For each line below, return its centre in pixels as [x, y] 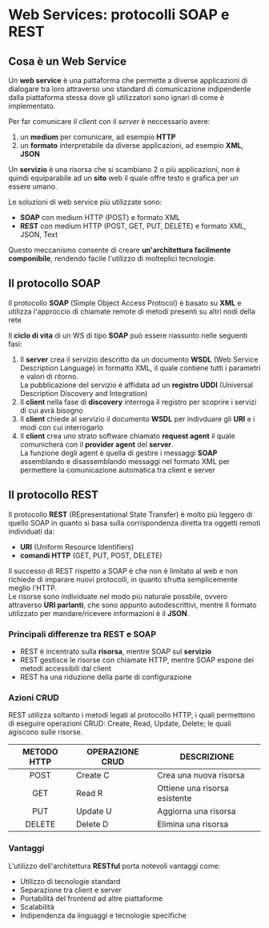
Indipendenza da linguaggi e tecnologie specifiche [103, 915]
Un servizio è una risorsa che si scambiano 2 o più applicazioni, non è [124, 169]
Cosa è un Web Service [67, 61]
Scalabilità [37, 906]
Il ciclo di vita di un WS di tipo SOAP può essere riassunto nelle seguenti [128, 335]
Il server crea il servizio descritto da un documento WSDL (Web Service [139, 359]
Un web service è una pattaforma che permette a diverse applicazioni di [128, 80]
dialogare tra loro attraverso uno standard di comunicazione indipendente [130, 89]
